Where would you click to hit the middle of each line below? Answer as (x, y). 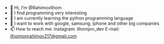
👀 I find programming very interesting (48, 13)
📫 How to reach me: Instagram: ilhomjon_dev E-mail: (65, 29)
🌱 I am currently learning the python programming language (71, 18)
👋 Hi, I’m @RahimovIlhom (36, 8)
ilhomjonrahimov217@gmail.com (43, 36)
